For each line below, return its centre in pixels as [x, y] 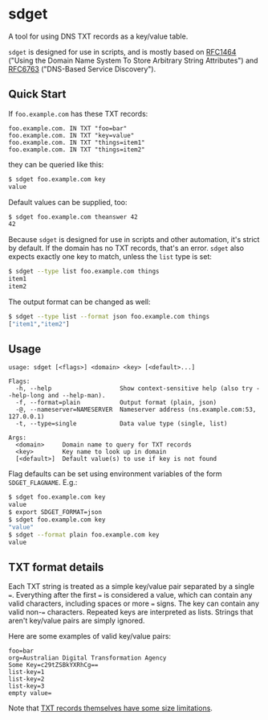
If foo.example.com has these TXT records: [78, 113]
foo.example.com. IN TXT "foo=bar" [68, 128]
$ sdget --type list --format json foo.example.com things [109, 316]
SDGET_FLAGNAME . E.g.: [43, 483]
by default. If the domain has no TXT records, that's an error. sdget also [126, 248]
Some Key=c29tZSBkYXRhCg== [53, 665]
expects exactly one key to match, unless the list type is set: [110, 257]
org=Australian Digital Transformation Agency [87, 658]
